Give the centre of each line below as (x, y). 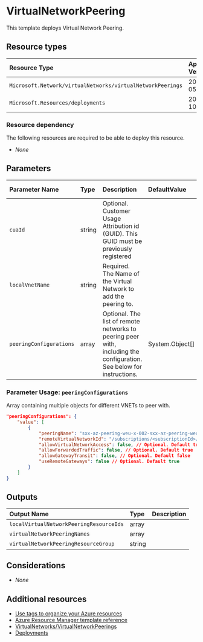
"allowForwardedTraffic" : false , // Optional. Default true (116, 450)
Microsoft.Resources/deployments (57, 103)
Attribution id (121, 226)
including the (121, 351)
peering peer (121, 336)
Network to (118, 288)
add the (113, 296)
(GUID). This (120, 233)
